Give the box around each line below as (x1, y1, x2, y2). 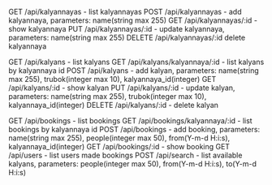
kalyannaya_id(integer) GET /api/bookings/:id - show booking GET (8, 142, 230, 151)
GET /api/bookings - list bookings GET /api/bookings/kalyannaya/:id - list (8, 116, 253, 125)
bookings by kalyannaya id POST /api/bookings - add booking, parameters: (8, 125, 261, 134)
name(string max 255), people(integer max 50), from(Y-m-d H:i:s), (8, 133, 231, 143)
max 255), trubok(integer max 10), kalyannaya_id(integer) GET (8, 75, 217, 84)
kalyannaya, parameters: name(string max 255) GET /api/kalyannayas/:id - (8, 15, 258, 25)
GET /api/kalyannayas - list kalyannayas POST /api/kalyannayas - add (8, 7, 242, 16)
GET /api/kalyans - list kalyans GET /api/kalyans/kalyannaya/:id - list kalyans (8, 57, 265, 67)
